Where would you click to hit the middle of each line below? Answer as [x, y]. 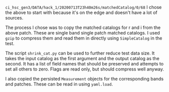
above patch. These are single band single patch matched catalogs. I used [83, 33]
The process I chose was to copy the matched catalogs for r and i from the [83, 27]
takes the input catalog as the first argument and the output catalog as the [82, 58]
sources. [14, 18]
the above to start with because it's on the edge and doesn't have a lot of [81, 12]
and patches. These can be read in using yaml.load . [59, 84]
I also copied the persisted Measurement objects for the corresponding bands [84, 79]
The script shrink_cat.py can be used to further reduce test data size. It [80, 53]
